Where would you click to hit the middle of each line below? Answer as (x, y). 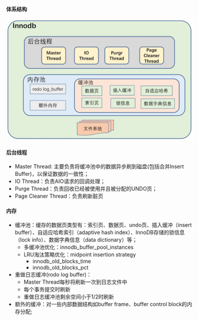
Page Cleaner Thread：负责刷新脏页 (59, 196)
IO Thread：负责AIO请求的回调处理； (60, 181)
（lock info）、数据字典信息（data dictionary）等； (76, 240)
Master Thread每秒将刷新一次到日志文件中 (75, 282)
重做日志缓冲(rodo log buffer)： (53, 275)
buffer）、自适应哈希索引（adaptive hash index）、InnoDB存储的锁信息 (100, 232)
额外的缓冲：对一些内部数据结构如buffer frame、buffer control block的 (101, 304)
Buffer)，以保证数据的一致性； (52, 174)
